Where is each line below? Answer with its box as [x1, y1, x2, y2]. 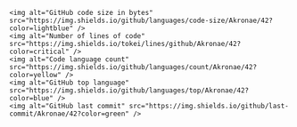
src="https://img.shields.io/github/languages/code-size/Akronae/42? [9, 16, 274, 25]
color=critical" [9, 47, 70, 56]
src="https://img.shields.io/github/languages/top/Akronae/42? [9, 86, 250, 95]
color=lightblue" [9, 24, 74, 33]
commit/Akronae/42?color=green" [9, 109, 129, 118]
